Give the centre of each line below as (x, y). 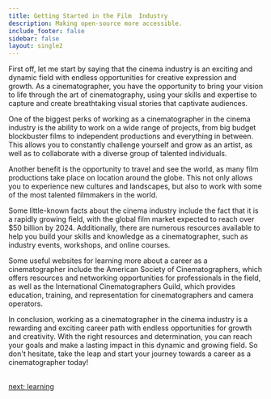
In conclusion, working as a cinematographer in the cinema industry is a (128, 320)
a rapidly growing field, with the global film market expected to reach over (131, 219)
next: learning (32, 387)
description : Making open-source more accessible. (95, 23)
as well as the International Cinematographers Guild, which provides (122, 287)
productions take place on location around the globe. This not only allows (131, 178)
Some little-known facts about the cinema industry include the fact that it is (133, 210)
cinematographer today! (49, 363)
